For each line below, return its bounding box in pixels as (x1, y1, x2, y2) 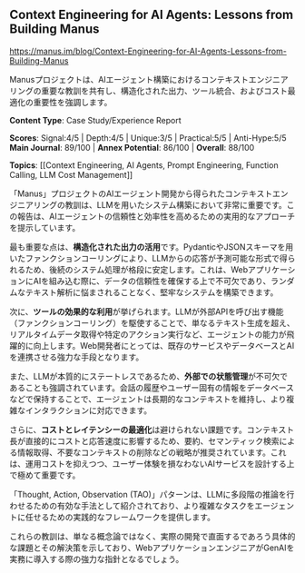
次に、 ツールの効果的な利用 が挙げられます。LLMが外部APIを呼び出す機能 (9, 306, 284, 317)
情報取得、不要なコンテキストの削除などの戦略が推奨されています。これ (16, 447, 287, 458)
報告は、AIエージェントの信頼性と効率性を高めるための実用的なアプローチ (16, 211, 296, 222)
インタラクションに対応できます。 (25, 404, 152, 416)
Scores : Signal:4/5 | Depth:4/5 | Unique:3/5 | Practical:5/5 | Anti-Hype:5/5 (9, 132, 288, 143)
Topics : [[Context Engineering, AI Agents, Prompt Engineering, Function (9, 159, 279, 171)
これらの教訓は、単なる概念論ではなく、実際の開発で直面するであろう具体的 (9, 530, 296, 541)
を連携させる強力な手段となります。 (9, 351, 144, 362)
